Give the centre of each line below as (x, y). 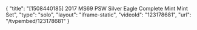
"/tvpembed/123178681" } (38, 21)
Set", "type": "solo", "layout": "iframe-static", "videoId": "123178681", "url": (98, 15)
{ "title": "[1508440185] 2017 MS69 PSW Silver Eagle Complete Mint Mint (97, 9)
